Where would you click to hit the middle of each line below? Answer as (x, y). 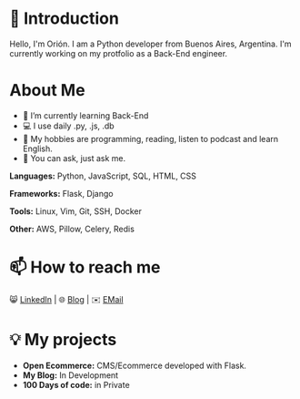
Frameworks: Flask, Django (61, 193)
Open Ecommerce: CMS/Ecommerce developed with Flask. (135, 365)
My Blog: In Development (70, 375)
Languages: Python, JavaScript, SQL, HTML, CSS (103, 176)
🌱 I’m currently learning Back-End (85, 115)
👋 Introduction (65, 19)
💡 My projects (63, 340)
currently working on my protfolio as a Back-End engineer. (119, 53)
